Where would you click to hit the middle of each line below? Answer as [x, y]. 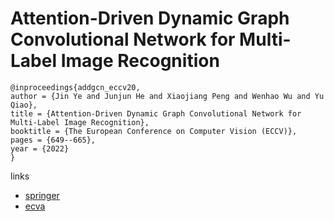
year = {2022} [40, 148]
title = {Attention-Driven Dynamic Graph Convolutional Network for [156, 113]
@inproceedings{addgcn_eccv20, [75, 87]
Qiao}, [24, 105]
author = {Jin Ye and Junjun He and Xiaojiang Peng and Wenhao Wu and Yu [167, 96]
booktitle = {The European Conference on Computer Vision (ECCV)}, [154, 131]
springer [42, 195]
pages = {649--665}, [53, 140]
